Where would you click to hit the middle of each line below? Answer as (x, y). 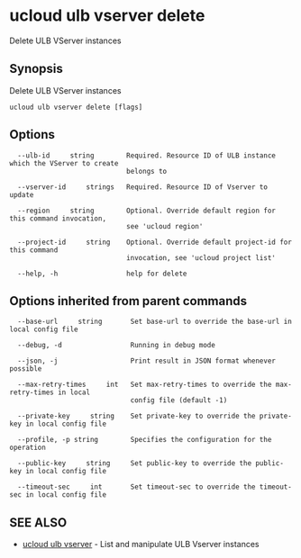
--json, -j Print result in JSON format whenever (147, 361)
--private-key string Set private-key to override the (137, 416)
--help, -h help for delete (102, 274)
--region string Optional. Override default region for (147, 211)
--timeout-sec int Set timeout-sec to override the (137, 487)
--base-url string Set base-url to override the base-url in (155, 322)
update (22, 194)
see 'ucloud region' (164, 226)
